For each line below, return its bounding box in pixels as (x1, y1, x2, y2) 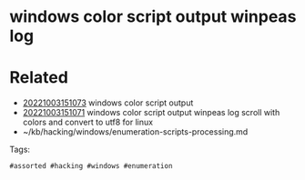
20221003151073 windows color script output (22, 97, 194, 108)
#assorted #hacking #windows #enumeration (9, 162, 173, 171)
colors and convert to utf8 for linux (22, 116, 153, 128)
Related (9, 67, 68, 88)
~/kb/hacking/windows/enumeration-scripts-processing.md (22, 126, 249, 137)
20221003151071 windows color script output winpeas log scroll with (22, 107, 280, 118)
